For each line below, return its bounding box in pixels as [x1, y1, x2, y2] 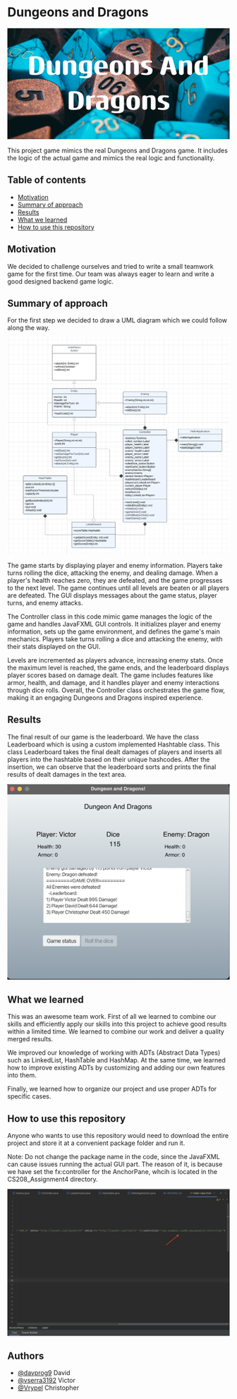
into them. [7, 1071, 37, 1079]
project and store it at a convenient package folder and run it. [7, 1139, 186, 1147]
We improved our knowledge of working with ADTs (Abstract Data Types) [7, 1048, 221, 1057]
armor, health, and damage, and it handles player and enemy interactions [7, 679, 220, 687]
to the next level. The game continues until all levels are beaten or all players [7, 583, 229, 593]
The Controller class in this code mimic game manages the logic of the [7, 612, 213, 621]
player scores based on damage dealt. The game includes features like [7, 671, 214, 679]
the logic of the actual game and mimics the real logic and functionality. [7, 153, 215, 162]
